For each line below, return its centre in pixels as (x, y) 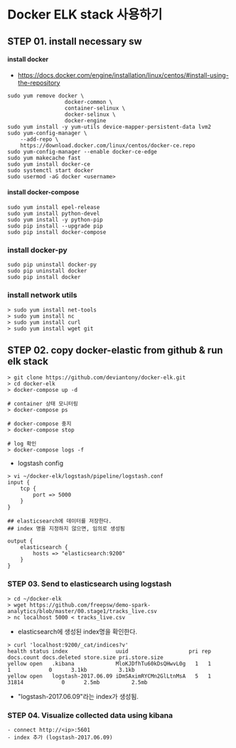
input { (19, 483)
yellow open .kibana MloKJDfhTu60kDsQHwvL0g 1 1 (109, 663)
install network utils (42, 295)
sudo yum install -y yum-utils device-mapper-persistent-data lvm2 (109, 127)
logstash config (41, 464)
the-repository (39, 82)
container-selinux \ (95, 108)
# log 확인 (22, 444)
